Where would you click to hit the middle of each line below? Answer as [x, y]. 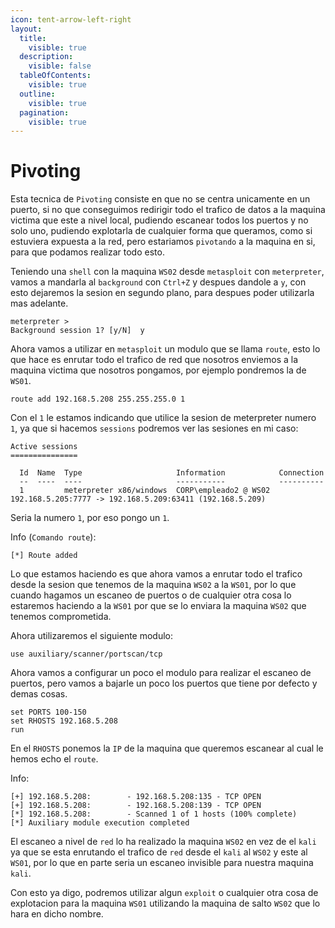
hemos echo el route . [54, 759]
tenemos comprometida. [61, 617]
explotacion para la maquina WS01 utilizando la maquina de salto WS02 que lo [165, 903]
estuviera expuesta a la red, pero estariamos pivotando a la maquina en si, [163, 242]
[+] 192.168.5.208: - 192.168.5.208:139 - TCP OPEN [136, 806]
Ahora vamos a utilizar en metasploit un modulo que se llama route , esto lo [165, 349]
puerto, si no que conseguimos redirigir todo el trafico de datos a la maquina [168, 210]
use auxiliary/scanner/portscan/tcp [86, 654]
